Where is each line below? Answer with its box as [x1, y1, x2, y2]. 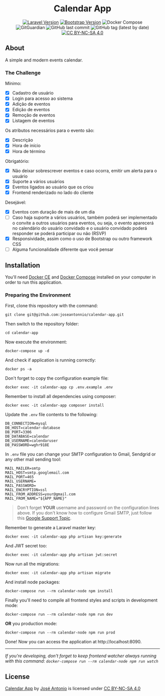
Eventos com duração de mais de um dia [12, 209, 95, 214]
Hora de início [12, 143, 41, 149]
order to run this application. [5, 279, 62, 285]
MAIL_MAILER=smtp [5, 466, 41, 471]
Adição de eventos [12, 101, 51, 107]
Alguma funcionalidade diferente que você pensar [12, 246, 114, 252]
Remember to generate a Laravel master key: [5, 525, 96, 531]
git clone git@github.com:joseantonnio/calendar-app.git [5, 312, 124, 317]
